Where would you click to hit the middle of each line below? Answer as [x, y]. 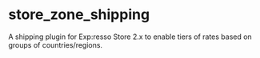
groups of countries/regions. [55, 44]
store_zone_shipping [79, 15]
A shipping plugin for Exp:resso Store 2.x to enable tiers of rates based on [130, 37]
